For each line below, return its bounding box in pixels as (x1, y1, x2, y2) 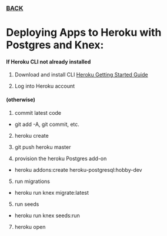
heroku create (14, 132, 49, 139)
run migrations (14, 178, 50, 185)
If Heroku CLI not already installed (6, 58, 91, 65)
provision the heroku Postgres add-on (14, 155, 107, 162)
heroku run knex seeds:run (14, 212, 81, 219)
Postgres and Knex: (6, 38, 104, 52)
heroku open (14, 223, 46, 230)
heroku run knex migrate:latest (14, 189, 89, 196)
